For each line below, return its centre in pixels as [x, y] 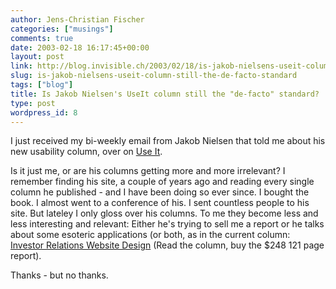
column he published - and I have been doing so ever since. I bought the [160, 192]
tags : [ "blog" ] [42, 85]
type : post [33, 103]
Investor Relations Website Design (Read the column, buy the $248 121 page [167, 245]
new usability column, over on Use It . [86, 152]
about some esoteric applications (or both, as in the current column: [150, 235]
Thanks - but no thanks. [59, 275]
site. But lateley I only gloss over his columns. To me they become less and [164, 213]
